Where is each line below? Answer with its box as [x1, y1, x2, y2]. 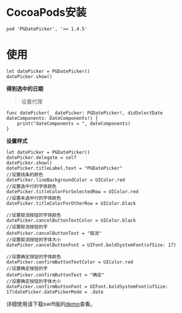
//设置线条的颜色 [6, 171, 43, 177]
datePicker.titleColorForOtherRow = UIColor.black [6, 200, 136, 206]
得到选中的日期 [6, 85, 43, 92]
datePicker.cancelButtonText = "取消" [6, 230, 102, 236]
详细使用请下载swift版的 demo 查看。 [6, 300, 96, 308]
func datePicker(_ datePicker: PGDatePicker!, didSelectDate [6, 110, 163, 116]
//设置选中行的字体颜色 [6, 183, 57, 189]
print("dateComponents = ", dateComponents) [17, 120, 131, 127]
